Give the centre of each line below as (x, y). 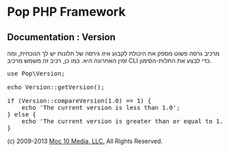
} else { (22, 114)
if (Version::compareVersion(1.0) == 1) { (79, 101)
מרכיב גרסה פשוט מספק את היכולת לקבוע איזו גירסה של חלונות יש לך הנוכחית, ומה (113, 53)
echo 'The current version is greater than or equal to (117, 121)
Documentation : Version (62, 37)
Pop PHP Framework (66, 12)
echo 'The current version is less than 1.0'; (101, 107)
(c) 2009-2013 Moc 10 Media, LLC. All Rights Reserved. (85, 141)
